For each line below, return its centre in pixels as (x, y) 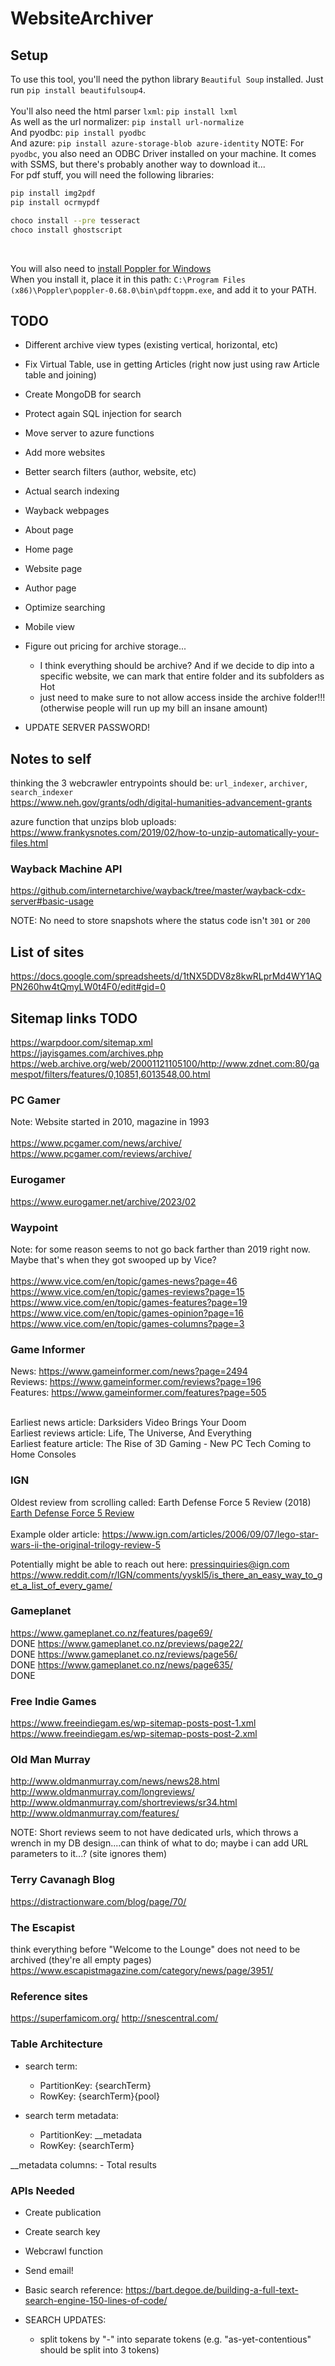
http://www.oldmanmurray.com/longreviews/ (102, 1792)
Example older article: (55, 1534)
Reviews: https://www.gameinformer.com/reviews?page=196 (136, 1382)
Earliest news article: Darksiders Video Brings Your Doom (128, 1423)
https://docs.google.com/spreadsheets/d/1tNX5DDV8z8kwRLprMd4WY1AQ (166, 976)
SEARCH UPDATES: (65, 2319)
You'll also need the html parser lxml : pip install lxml (124, 111)
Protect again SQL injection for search (103, 414)
